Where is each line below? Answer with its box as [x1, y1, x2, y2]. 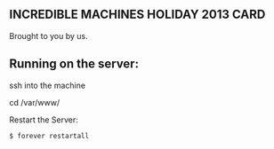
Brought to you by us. [9, 30, 89, 41]
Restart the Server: [9, 114, 78, 125]
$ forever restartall [9, 131, 90, 140]
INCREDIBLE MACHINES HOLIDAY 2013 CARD [9, 7, 266, 22]
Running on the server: [9, 57, 140, 72]
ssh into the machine [9, 80, 86, 90]
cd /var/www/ [9, 97, 60, 107]
